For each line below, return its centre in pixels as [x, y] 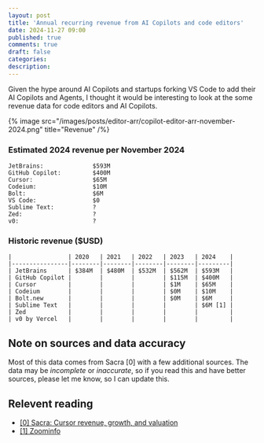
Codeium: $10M [58, 187]
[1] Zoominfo [40, 430]
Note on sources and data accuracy [97, 343]
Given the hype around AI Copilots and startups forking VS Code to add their [132, 89]
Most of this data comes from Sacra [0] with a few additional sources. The [128, 362]
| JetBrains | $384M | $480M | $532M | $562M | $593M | [121, 271]
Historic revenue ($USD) [56, 241]
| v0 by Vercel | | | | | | [121, 319]
